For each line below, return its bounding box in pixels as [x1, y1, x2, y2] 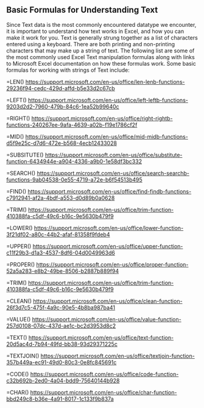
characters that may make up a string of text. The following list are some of [6, 47, 195, 54]
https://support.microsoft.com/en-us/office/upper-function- [32, 242, 183, 250]
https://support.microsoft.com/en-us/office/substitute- [44, 151, 183, 158]
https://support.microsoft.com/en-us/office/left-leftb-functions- [28, 96, 189, 104]
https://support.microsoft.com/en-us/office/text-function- [28, 334, 174, 341]
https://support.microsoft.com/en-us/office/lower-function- [33, 224, 184, 231]
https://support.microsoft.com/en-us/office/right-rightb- [31, 114, 173, 122]
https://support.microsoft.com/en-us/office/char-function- [30, 389, 177, 396]
